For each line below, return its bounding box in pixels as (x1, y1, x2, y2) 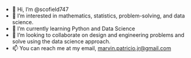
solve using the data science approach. (12, 38, 111, 45)
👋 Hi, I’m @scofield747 (12, 6, 69, 13)
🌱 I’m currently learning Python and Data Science (12, 25, 135, 32)
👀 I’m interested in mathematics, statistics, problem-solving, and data (12, 12, 185, 19)
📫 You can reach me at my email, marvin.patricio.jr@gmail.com (12, 45, 172, 51)
